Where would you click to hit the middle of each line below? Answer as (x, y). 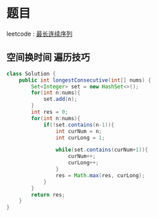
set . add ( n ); (60, 100)
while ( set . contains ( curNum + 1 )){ (102, 150)
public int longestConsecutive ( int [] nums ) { (85, 80)
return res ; (48, 195)
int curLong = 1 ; (80, 137)
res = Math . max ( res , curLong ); (100, 175)
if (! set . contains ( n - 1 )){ (79, 125)
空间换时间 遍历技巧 (48, 57)
